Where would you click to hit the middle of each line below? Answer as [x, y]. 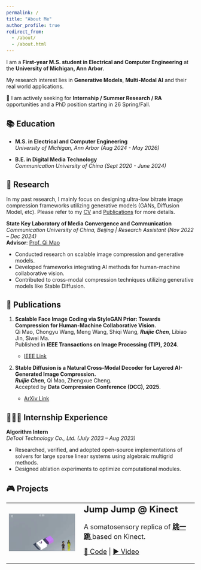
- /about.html [29, 44]
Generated [28, 374]
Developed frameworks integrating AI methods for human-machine [98, 267]
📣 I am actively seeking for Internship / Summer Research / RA [84, 98]
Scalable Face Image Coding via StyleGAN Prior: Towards [88, 319]
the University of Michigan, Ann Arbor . [55, 68]
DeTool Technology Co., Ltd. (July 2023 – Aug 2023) [71, 438]
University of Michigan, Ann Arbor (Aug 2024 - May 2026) [87, 147]
